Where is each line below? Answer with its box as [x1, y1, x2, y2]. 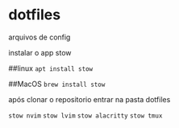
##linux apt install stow [8, 63, 94, 73]
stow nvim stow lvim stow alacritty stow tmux [8, 111, 163, 120]
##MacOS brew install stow [8, 79, 106, 89]
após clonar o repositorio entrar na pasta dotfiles [8, 94, 171, 104]
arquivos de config [8, 32, 71, 42]
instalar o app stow [8, 47, 72, 57]
